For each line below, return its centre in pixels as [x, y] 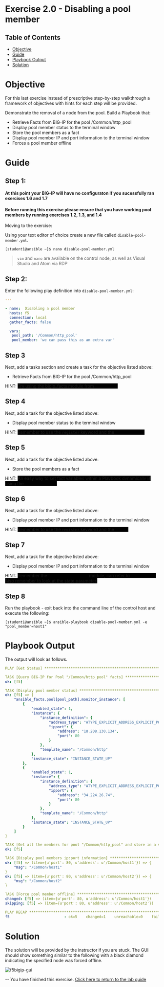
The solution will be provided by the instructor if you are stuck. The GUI [77, 950]
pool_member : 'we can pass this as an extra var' [63, 340]
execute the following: [27, 613]
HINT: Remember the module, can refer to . [81, 576]
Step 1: [16, 181]
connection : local [28, 317]
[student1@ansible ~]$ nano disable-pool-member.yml [60, 249]
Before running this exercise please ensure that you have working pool [78, 209]
